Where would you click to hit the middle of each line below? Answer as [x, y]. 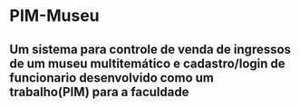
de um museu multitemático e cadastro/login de [147, 63]
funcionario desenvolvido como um [112, 78]
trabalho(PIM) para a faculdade [99, 92]
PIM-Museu [54, 16]
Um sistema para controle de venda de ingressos [150, 49]
